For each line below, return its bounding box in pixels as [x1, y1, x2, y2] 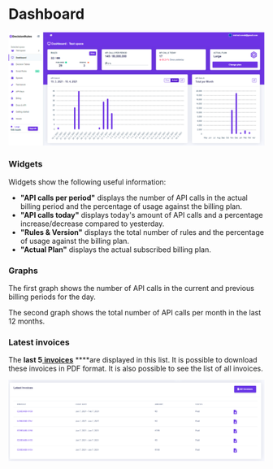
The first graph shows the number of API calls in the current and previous [8, 283, 254, 293]
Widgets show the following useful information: [8, 176, 167, 187]
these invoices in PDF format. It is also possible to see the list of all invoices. [8, 363, 263, 374]
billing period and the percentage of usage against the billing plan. [19, 201, 242, 211]
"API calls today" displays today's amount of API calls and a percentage [19, 210, 263, 219]
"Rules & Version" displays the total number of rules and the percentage [19, 227, 264, 237]
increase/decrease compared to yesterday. [19, 219, 165, 228]
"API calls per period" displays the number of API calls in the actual [19, 193, 248, 202]
